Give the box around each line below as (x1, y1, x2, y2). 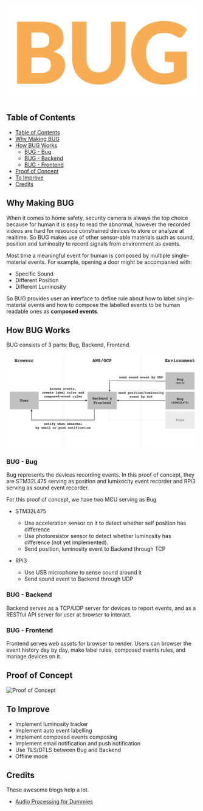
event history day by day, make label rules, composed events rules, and (6, 646, 186, 654)
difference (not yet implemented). (24, 539, 109, 546)
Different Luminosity (15, 283, 66, 290)
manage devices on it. (6, 652, 62, 660)
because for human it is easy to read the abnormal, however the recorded (6, 221, 191, 228)
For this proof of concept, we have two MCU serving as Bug (6, 496, 157, 503)
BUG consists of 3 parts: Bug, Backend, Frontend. (6, 341, 131, 348)
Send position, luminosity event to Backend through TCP (24, 545, 166, 553)
